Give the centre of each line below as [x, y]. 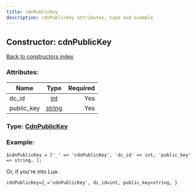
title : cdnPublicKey [32, 12]
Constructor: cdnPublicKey [59, 42]
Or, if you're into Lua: [32, 171]
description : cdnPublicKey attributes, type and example [80, 18]
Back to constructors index [40, 57]
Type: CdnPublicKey [37, 126]
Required [82, 88]
